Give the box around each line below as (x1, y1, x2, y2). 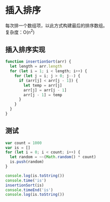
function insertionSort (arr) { (5, 59, 71, 64)
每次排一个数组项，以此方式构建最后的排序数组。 (5, 22, 107, 28)
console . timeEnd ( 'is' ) (5, 187, 53, 192)
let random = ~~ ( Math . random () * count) (10, 155, 96, 160)
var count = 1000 (5, 140, 42, 146)
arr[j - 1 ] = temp (23, 92, 62, 97)
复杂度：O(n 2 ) (5, 28, 35, 35)
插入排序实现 (5, 45, 46, 54)
